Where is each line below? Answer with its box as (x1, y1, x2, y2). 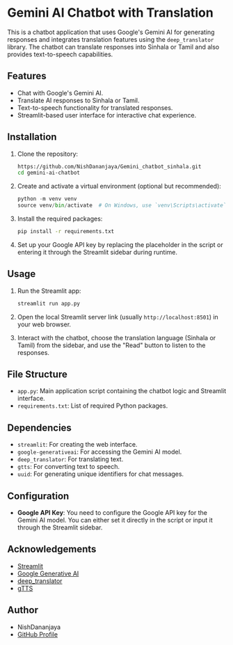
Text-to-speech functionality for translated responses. (17, 103, 173, 112)
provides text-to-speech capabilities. (7, 50, 113, 58)
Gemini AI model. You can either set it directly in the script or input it (17, 516, 214, 525)
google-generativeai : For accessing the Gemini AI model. (17, 447, 182, 456)
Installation (7, 131, 57, 143)
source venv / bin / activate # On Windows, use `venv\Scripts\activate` (17, 202, 227, 209)
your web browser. (17, 320, 72, 328)
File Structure (7, 369, 67, 381)
